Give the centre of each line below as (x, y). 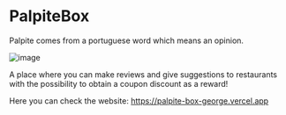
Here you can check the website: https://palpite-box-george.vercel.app (139, 101)
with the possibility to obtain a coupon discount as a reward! (119, 83)
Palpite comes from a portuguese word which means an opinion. (127, 40)
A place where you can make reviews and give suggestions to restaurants (143, 74)
